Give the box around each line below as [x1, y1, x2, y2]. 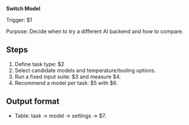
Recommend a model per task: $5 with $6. [14, 79, 118, 86]
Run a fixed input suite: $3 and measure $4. [14, 73, 121, 80]
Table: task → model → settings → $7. [14, 112, 107, 119]
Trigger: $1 [6, 17, 32, 23]
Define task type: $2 [14, 60, 65, 67]
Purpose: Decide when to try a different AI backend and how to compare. [6, 28, 184, 35]
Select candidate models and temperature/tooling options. [14, 67, 156, 74]
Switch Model [6, 5, 41, 12]
